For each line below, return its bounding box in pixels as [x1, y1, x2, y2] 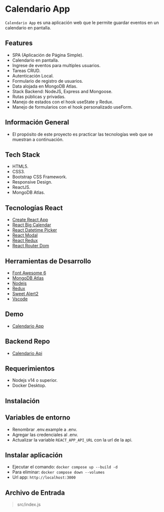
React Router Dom [12, 243, 49, 249]
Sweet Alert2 [12, 291, 39, 297]
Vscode [12, 296, 28, 302]
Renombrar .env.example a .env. [12, 426, 77, 432]
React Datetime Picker [12, 227, 57, 233]
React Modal [12, 233, 38, 238]
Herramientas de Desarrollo [5, 257, 92, 265]
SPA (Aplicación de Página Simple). [12, 52, 84, 58]
